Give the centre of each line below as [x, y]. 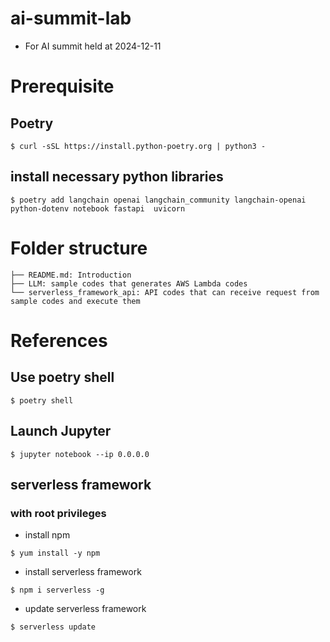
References [59, 340]
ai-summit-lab [71, 18]
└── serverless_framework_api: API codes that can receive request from [165, 292]
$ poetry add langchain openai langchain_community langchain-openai [158, 200]
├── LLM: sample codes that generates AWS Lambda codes [129, 283]
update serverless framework [85, 609]
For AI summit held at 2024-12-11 [93, 46]
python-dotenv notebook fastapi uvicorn [98, 208]
